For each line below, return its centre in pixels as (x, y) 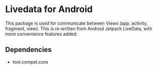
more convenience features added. (41, 34)
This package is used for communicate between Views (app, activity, (76, 23)
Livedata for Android (49, 9)
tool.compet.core (30, 62)
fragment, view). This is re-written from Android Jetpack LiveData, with (79, 28)
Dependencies (28, 50)
